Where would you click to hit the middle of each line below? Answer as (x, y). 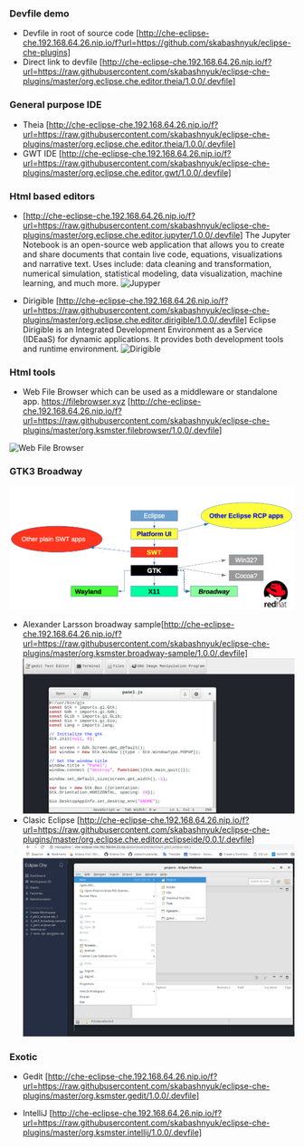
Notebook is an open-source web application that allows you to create (153, 244)
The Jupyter (268, 234)
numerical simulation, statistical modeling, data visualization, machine (152, 273)
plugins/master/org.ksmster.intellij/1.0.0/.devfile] (112, 1133)
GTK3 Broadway (46, 472)
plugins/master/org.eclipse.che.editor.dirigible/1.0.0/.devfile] (135, 320)
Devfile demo (39, 14)
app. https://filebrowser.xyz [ (76, 402)
